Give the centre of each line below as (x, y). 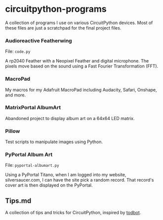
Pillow (13, 131)
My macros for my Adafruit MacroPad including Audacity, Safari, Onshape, (81, 90)
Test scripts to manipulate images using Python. (54, 142)
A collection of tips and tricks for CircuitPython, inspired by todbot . (73, 213)
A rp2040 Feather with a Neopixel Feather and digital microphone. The (77, 61)
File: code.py (18, 51)
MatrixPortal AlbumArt (33, 108)
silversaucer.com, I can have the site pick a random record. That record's (80, 180)
